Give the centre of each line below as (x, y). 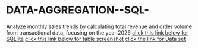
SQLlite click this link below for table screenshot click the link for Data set (96, 39)
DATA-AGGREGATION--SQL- (78, 10)
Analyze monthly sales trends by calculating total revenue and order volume (99, 26)
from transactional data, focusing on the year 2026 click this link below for (97, 32)
